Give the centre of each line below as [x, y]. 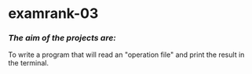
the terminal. [29, 63]
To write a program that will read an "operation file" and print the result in [126, 55]
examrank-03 [53, 14]
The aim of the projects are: [62, 38]
